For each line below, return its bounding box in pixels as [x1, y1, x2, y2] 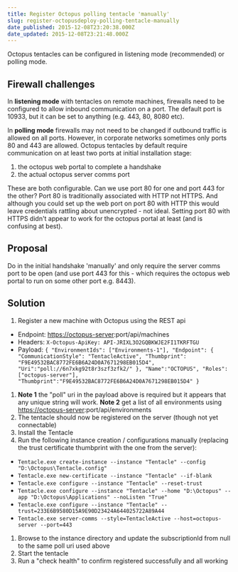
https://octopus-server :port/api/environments [17, 405, 152, 414]
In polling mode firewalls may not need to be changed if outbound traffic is [7, 126, 227, 135]
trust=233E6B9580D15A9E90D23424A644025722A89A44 [17, 507, 165, 514]
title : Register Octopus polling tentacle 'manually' [7, 10, 171, 18]
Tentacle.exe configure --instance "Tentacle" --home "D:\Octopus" [17, 487, 222, 494]
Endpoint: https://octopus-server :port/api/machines [17, 330, 170, 339]
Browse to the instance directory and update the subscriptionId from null [17, 533, 231, 542]
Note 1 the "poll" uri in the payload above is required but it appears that [17, 390, 226, 399]
